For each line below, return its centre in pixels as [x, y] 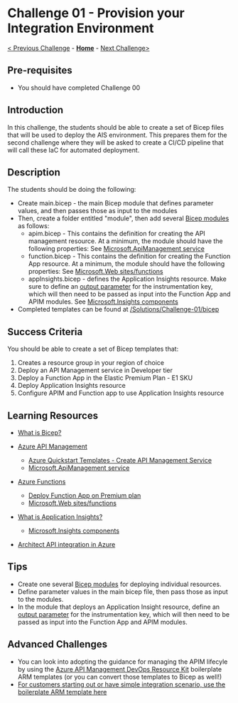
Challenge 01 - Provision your [96, 13]
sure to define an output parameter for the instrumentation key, [120, 287]
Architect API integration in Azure [66, 544]
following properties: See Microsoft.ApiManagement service [116, 249]
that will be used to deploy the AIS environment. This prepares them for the [117, 135]
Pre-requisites [40, 70]
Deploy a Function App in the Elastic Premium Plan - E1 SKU [105, 378]
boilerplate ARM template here [62, 692]
